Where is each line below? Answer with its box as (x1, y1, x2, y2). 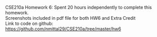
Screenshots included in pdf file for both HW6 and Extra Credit (5, 15, 136, 21)
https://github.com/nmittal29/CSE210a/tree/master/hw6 (5, 26, 121, 32)
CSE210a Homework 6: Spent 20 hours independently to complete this (5, 5, 152, 10)
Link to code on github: (5, 20, 54, 26)
